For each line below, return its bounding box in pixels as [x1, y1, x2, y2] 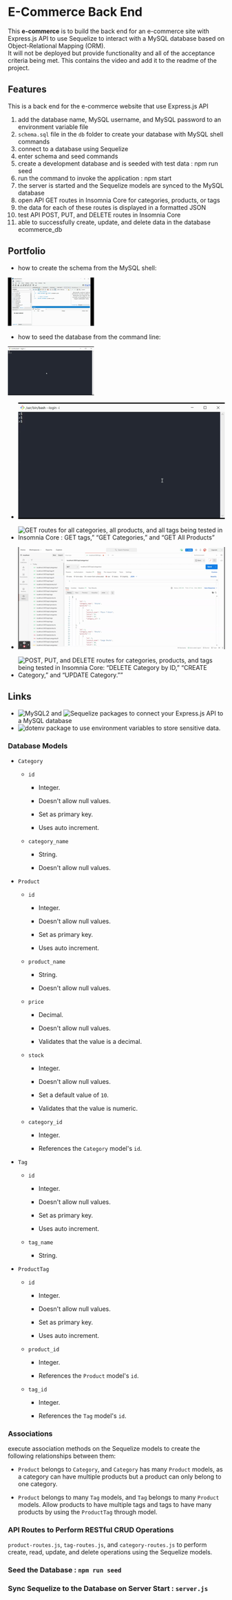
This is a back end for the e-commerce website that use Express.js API [8, 101, 209, 110]
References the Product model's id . [38, 1371, 139, 1380]
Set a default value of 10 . [38, 1091, 109, 1099]
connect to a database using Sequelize [17, 144, 129, 152]
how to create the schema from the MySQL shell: [17, 264, 157, 272]
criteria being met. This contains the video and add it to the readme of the [8, 56, 218, 64]
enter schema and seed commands [17, 152, 118, 160]
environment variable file [17, 122, 89, 131]
